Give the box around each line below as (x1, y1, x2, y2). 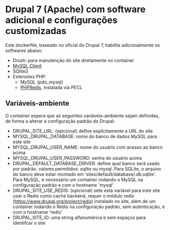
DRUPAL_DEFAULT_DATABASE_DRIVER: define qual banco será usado (12, 160, 160, 166)
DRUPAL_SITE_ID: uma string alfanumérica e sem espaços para (12, 214, 146, 220)
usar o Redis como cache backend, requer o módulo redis (12, 192, 134, 199)
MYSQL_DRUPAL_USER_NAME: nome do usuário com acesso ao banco (12, 144, 163, 150)
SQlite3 (12, 68, 29, 74)
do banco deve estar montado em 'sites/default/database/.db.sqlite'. (12, 171, 157, 177)
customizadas (5, 25, 67, 37)
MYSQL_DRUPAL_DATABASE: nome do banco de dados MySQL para (12, 133, 157, 139)
